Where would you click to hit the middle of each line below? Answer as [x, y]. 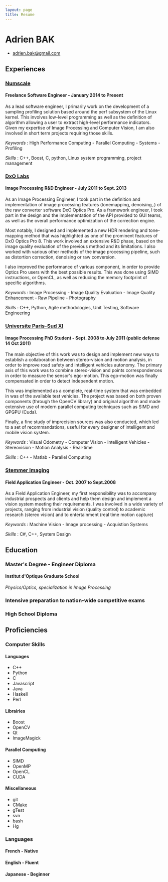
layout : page [19, 10]
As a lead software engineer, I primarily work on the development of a [77, 106]
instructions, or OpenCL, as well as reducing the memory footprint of [76, 278]
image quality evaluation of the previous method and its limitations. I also [80, 246]
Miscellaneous [21, 788]
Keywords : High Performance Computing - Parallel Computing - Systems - [83, 143]
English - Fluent [22, 862]
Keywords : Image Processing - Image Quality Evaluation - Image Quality [80, 293]
